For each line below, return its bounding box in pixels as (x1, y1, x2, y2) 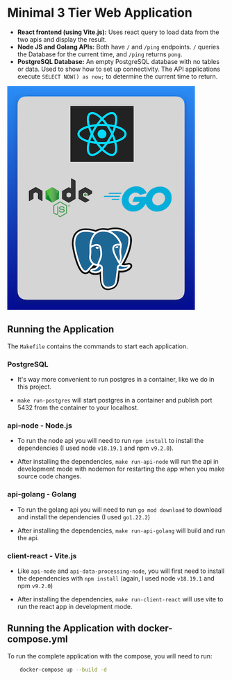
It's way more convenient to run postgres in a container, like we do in (17, 375, 215, 384)
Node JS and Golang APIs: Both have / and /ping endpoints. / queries (17, 42, 220, 51)
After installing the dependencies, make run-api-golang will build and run (17, 526, 226, 535)
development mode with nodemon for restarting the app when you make (17, 464, 225, 473)
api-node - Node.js (7, 421, 73, 430)
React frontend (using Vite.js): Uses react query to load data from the (17, 28, 219, 36)
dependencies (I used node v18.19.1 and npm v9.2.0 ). (17, 444, 174, 453)
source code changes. (17, 472, 82, 480)
